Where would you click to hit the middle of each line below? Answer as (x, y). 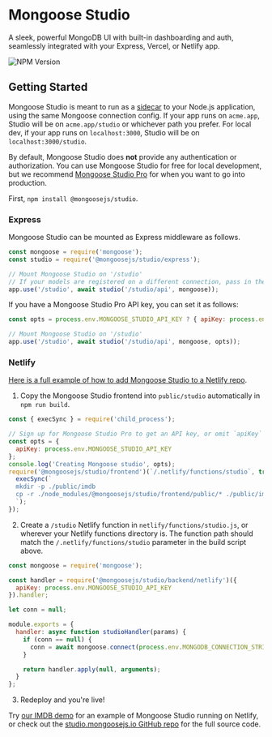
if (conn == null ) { (57, 639)
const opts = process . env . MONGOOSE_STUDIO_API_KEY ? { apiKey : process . (134, 319)
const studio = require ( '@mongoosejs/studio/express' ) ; (104, 259)
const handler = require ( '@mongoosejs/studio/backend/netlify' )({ (123, 580)
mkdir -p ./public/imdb (55, 487)
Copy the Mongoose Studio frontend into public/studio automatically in (140, 396)
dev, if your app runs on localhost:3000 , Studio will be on (104, 132)
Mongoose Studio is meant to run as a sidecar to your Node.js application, (132, 106)
